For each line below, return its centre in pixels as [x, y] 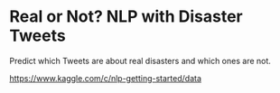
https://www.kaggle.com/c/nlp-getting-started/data [105, 78]
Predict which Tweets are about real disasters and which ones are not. [140, 60]
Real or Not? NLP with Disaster [126, 17]
